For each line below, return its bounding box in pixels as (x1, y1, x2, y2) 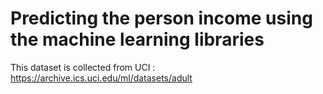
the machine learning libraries (10, 28, 265, 51)
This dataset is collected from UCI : (10, 61, 156, 73)
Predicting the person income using (10, 7, 313, 30)
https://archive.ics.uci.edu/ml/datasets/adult (10, 72, 193, 84)
